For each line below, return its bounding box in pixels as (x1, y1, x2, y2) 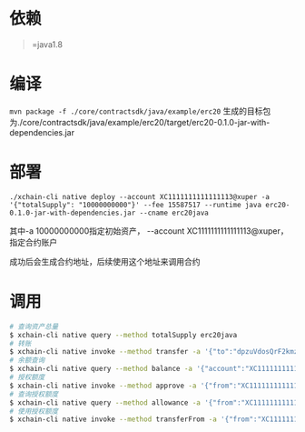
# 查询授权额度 (9, 389, 59, 398)
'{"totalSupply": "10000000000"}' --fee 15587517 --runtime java (9, 200, 261, 209)
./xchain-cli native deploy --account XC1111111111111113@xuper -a (9, 192, 271, 201)
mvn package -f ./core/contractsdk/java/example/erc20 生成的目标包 (9, 105, 271, 116)
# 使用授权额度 (9, 407, 59, 416)
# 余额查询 (9, 356, 45, 365)
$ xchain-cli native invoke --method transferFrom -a (9, 415, 218, 424)
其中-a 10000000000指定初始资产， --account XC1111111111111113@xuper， (9, 225, 289, 236)
